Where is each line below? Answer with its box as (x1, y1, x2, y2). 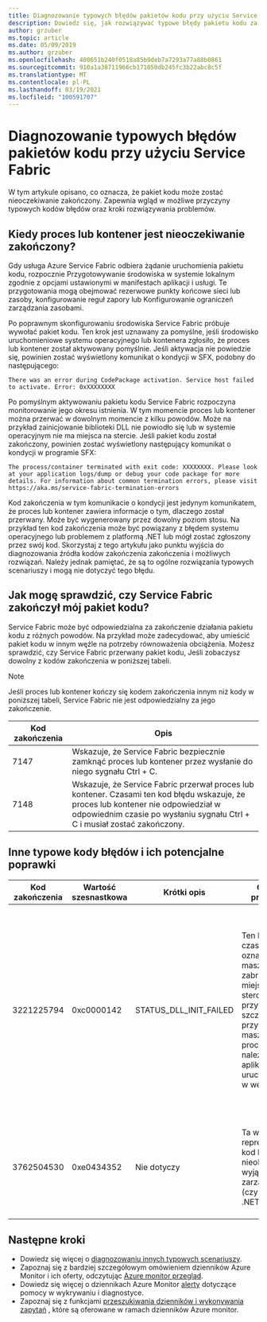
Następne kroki (8, 1234, 86, 1247)
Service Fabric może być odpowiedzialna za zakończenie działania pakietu (8, 622, 253, 632)
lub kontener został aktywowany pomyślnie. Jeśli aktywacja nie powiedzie (8, 344, 252, 353)
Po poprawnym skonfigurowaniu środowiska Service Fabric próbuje (8, 319, 230, 328)
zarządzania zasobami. (8, 303, 84, 313)
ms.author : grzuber (8, 49, 73, 56)
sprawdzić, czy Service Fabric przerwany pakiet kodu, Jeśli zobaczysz (8, 647, 241, 657)
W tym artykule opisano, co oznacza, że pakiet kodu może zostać (8, 188, 224, 197)
